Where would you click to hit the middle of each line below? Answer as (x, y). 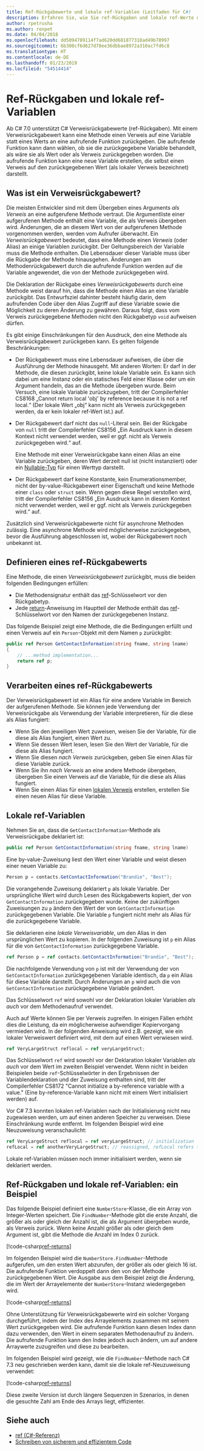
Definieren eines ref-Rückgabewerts (77, 562)
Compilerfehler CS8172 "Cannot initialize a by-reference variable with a (95, 1086)
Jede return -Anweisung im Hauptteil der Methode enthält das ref (96, 608)
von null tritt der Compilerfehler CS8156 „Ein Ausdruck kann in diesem (104, 430)
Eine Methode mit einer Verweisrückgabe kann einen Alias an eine (98, 455)
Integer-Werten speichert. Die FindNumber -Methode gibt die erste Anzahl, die (102, 1215)
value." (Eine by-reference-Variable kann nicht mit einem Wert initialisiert (97, 1093)
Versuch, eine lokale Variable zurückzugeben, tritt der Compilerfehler (102, 392)
